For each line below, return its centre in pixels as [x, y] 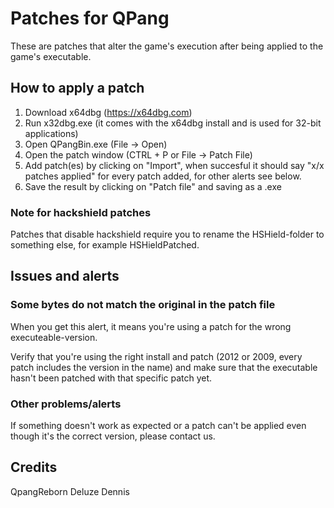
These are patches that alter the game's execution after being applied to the [167, 46]
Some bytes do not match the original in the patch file [143, 305]
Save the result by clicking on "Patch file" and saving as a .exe [153, 186]
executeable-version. [54, 337]
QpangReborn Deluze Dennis [70, 491]
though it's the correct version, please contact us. [113, 436]
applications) [51, 133]
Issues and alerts [65, 276]
